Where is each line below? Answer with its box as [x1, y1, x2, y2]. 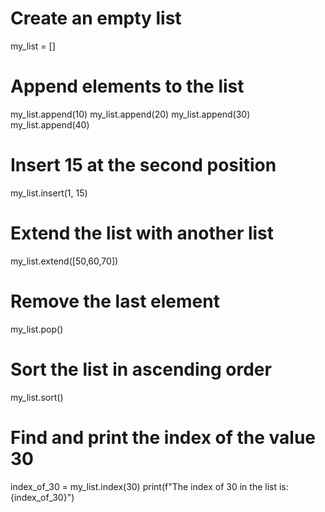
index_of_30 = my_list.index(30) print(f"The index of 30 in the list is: [10, 480, 289, 492]
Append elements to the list [10, 75, 245, 98]
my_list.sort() [10, 391, 64, 403]
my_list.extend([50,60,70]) [10, 255, 119, 267]
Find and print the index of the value [10, 426, 316, 449]
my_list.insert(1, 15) [10, 187, 88, 199]
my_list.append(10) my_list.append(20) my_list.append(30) [10, 108, 251, 120]
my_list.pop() [10, 323, 64, 335]
